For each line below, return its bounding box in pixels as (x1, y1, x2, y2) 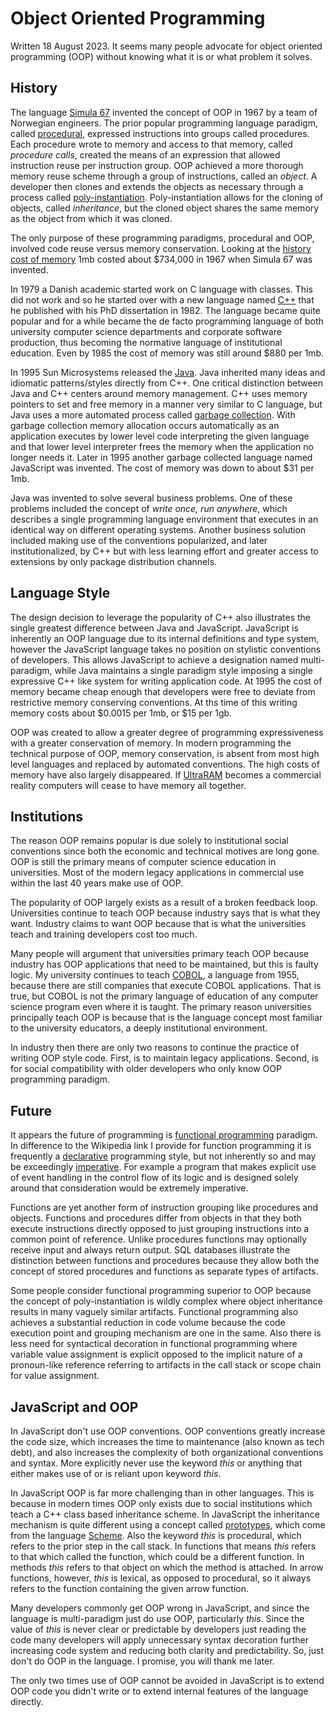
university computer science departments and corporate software (10, 325, 282, 337)
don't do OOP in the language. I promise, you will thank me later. (10, 1655, 275, 1667)
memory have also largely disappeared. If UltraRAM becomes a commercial (10, 768, 322, 781)
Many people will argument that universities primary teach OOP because (10, 948, 310, 960)
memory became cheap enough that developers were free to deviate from (10, 685, 316, 697)
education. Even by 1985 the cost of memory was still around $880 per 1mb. (10, 347, 325, 359)
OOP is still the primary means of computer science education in (10, 856, 277, 868)
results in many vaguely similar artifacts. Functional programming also (10, 1306, 299, 1318)
